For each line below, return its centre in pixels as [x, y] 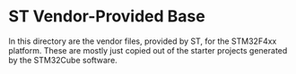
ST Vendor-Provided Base [107, 16]
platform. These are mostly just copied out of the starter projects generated [148, 50]
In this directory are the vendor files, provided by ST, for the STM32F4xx [143, 41]
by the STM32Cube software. [63, 60]
